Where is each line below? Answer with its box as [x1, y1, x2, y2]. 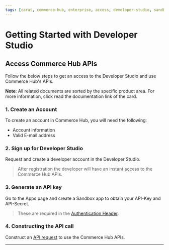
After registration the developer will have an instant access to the [17, 166, 152, 172]
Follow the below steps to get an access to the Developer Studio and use [5, 73, 156, 79]
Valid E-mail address [12, 132, 55, 138]
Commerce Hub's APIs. [5, 78, 54, 84]
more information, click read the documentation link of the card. [5, 93, 137, 99]
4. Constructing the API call [5, 223, 74, 230]
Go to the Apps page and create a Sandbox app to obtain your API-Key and [5, 195, 161, 201]
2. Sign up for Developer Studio [5, 145, 83, 152]
